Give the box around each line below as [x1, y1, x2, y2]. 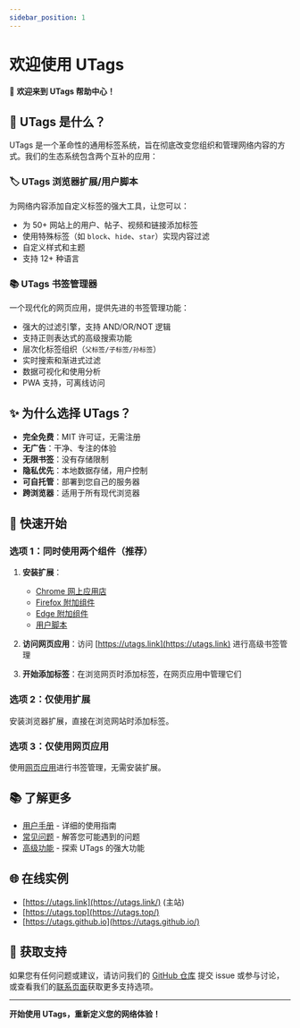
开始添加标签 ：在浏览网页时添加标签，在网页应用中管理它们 [21, 668, 242, 680]
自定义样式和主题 [21, 242, 86, 252]
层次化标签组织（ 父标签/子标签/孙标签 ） [21, 344, 162, 354]
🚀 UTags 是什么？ [9, 114, 106, 130]
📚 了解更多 [9, 791, 72, 806]
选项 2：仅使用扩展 [9, 693, 91, 706]
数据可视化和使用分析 [21, 366, 101, 377]
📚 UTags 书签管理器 [9, 277, 98, 290]
